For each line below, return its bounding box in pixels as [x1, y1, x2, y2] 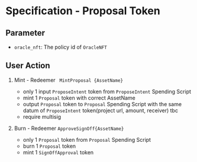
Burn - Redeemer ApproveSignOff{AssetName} [14, 125, 124, 132]
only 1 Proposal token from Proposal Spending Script [22, 136, 151, 143]
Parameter [5, 28, 46, 38]
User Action [5, 61, 51, 71]
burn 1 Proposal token [22, 142, 76, 150]
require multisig [22, 113, 62, 120]
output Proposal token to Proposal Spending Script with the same [22, 100, 182, 107]
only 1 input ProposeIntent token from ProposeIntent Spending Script [22, 88, 192, 95]
